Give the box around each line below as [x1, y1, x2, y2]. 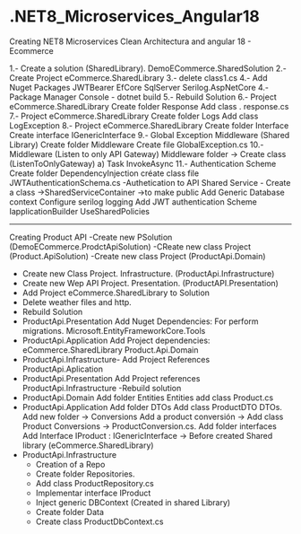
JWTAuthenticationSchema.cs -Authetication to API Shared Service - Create [9, 177, 291, 188]
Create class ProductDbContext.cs [35, 516, 164, 527]
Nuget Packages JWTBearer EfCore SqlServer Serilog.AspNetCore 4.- [9, 82, 270, 92]
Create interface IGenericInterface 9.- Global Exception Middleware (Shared [9, 129, 290, 140]
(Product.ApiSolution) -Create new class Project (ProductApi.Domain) [9, 250, 266, 261]
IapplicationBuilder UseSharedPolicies [9, 206, 150, 216]
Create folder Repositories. [35, 468, 135, 479]
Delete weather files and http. [21, 296, 132, 307]
